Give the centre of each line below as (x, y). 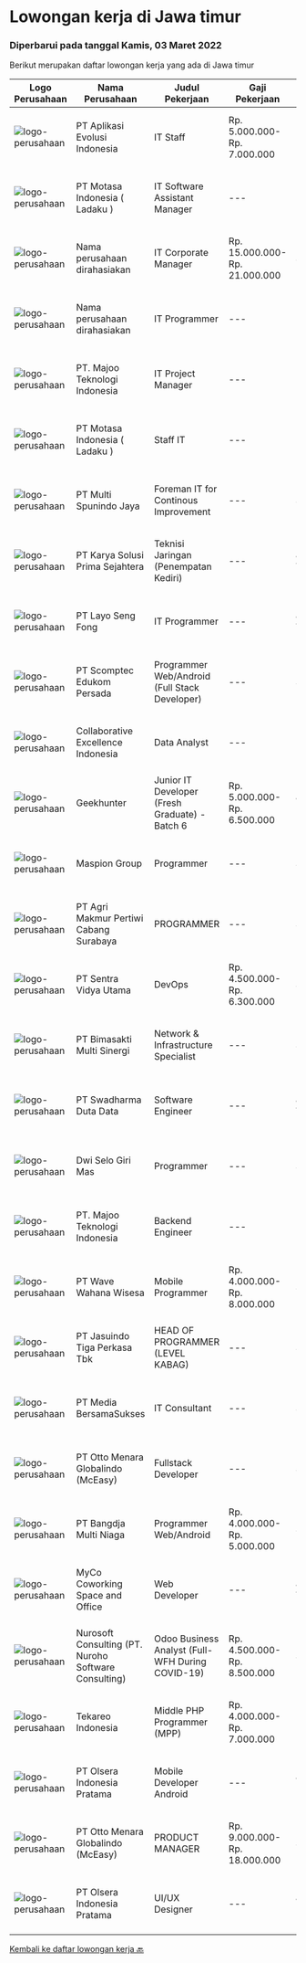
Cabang (93, 930)
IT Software (178, 186)
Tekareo (93, 1716)
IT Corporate (181, 253)
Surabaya (97, 941)
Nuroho (92, 1656)
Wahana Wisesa (110, 1293)
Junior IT (173, 780)
